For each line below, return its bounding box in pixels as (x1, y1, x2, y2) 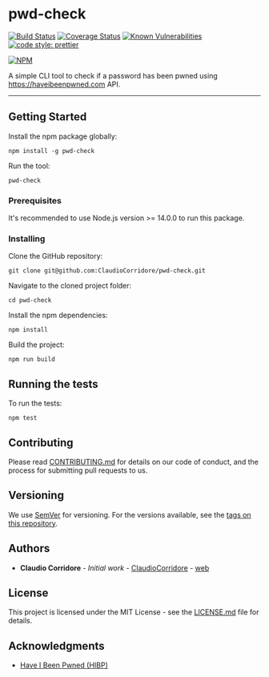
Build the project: (8, 340, 65, 349)
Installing (8, 233, 46, 244)
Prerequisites (8, 195, 62, 206)
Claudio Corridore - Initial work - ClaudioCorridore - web (19, 562, 210, 573)
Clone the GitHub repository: (8, 252, 103, 261)
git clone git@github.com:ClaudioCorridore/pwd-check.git (8, 267, 206, 275)
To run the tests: (8, 398, 62, 409)
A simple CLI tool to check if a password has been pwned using (8, 71, 218, 80)
